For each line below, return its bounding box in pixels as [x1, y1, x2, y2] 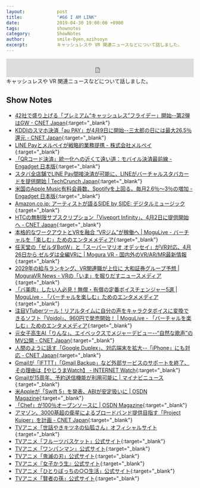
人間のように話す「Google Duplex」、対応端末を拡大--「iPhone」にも [14, 344, 186, 351]
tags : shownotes [6, 25, 82, 32]
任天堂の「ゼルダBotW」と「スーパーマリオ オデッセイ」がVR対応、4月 [14, 243, 192, 251]
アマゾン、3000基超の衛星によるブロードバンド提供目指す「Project [14, 409, 181, 416]
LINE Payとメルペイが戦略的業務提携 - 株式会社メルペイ [14, 141, 152, 149]
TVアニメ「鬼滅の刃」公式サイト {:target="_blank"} [14, 452, 140, 459]
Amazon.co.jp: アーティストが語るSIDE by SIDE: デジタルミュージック [14, 200, 186, 207]
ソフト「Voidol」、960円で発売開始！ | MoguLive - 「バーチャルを [25, 314, 186, 321]
